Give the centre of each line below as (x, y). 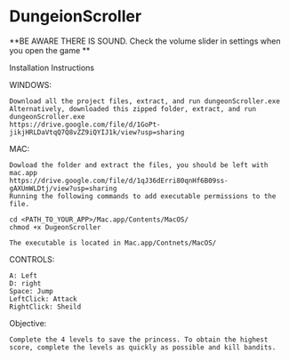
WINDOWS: (30, 84)
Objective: (28, 323)
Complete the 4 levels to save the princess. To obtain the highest (139, 340)
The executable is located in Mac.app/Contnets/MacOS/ (113, 243)
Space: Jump (31, 291)
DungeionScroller (76, 16)
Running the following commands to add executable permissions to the (143, 196)
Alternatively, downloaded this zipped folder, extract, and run (132, 108)
